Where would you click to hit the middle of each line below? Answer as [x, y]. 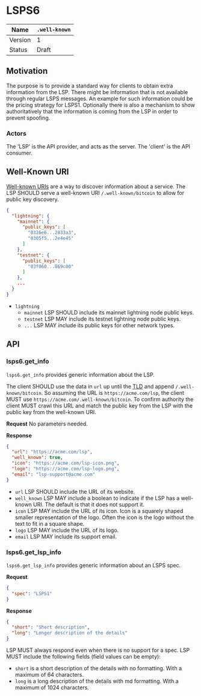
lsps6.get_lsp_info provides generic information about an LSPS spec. [94, 565]
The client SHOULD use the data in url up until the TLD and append [90, 386]
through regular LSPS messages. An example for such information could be [100, 98]
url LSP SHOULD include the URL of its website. [75, 491]
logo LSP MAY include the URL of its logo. [67, 530]
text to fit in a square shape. [50, 523]
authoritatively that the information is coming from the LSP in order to [92, 111]
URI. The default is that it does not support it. [88, 504]
